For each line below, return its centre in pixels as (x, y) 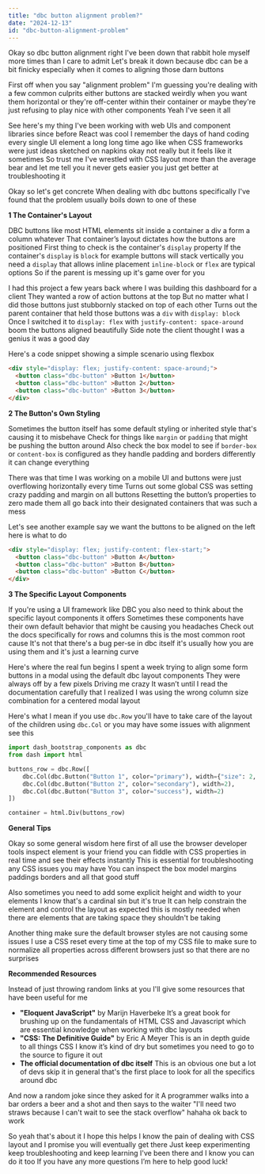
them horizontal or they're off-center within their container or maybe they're (132, 102)
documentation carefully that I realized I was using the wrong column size (129, 692)
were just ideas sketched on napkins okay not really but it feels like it (120, 151)
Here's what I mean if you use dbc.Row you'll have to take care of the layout (131, 716)
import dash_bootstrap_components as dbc (78, 748)
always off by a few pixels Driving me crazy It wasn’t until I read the (118, 684)
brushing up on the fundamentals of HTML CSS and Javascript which (133, 1021)
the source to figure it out (61, 1055)
